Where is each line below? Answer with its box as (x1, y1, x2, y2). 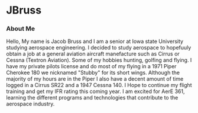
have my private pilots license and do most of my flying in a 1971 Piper (6, 63, 177, 70)
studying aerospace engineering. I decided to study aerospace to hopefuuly (6, 44, 191, 51)
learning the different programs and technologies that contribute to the (6, 94, 178, 101)
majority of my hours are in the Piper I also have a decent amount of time (6, 75, 184, 82)
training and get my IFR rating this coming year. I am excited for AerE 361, (6, 88, 185, 95)
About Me (6, 25, 35, 33)
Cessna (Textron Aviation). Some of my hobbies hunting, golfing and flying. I (6, 56, 192, 64)
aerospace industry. (6, 101, 55, 108)
